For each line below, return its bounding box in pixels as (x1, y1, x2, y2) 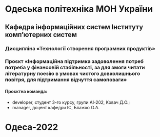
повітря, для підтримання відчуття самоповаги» (5, 77, 127, 83)
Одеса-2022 (5, 121, 59, 133)
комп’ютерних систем (5, 30, 77, 39)
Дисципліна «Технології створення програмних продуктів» (5, 45, 155, 52)
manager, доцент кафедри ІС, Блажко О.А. (12, 104, 100, 110)
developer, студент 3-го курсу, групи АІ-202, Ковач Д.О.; (12, 99, 130, 105)
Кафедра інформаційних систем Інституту (5, 23, 143, 31)
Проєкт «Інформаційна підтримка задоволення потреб (5, 58, 144, 65)
